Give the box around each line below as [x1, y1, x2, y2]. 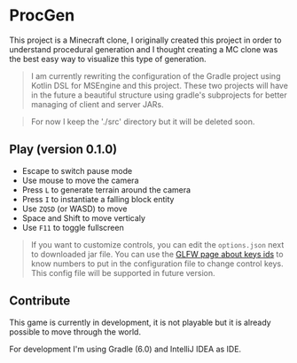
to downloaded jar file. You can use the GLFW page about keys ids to [30, 249, 284, 259]
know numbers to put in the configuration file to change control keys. [30, 258, 284, 269]
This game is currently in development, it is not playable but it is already [9, 317, 272, 327]
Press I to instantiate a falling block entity [21, 193, 175, 204]
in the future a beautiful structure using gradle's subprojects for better [30, 90, 288, 100]
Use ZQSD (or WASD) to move [21, 203, 128, 214]
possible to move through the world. [9, 326, 142, 337]
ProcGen [9, 5, 75, 26]
